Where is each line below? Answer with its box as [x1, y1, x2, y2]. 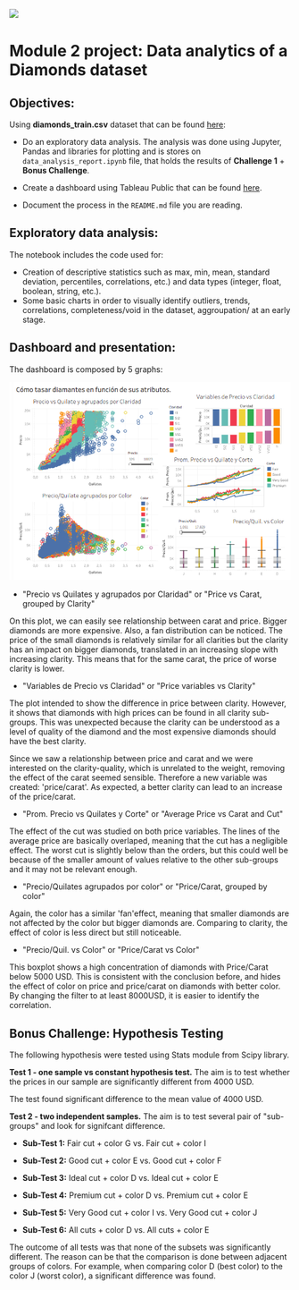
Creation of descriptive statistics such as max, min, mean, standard [21, 267, 270, 277]
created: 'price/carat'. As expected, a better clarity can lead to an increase [9, 782, 283, 793]
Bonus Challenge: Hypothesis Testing [9, 1025, 224, 1041]
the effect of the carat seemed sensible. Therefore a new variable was [9, 772, 268, 783]
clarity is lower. [9, 663, 65, 675]
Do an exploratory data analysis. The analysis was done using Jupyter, [21, 137, 283, 147]
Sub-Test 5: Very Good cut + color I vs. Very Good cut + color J [21, 1208, 258, 1218]
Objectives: [9, 95, 75, 111]
